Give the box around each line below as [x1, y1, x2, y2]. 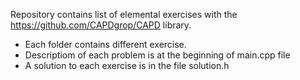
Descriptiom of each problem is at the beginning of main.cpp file [24, 49, 291, 61]
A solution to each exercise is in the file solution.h [24, 60, 230, 71]
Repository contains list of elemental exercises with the [10, 9, 238, 20]
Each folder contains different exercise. [24, 39, 187, 50]
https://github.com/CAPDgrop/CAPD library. [10, 19, 192, 31]
